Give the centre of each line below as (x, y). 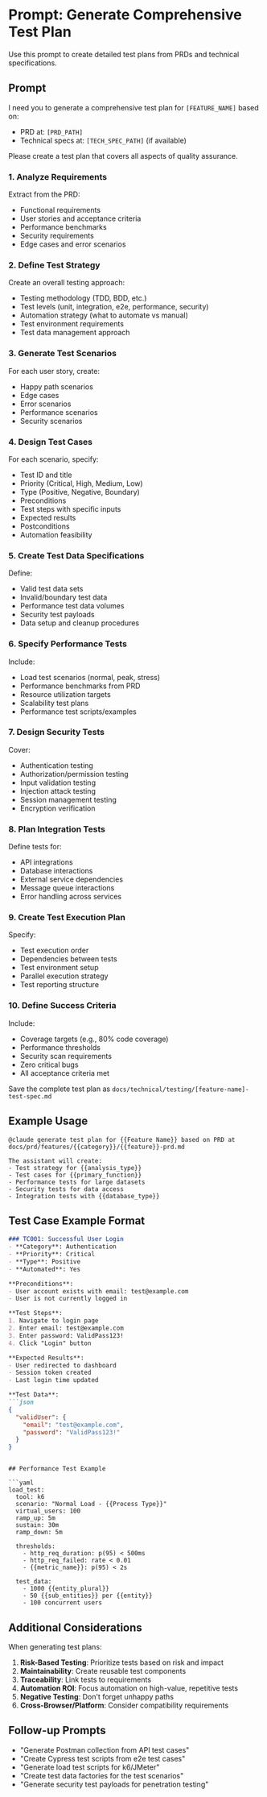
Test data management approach (75, 333)
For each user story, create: (54, 371)
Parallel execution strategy (64, 976)
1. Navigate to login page (53, 1321)
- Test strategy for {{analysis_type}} (75, 1168)
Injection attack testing (58, 791)
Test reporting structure (59, 985)
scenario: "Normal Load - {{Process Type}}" (91, 1504)
